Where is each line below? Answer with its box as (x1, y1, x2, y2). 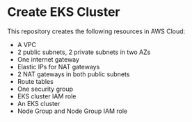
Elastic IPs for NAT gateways (17, 62, 100, 71)
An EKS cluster (17, 99, 61, 107)
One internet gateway (17, 55, 80, 63)
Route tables (17, 77, 54, 85)
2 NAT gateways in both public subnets (17, 70, 130, 78)
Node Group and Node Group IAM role (17, 107, 127, 115)
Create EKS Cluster (7, 4, 120, 20)
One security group (17, 85, 74, 93)
